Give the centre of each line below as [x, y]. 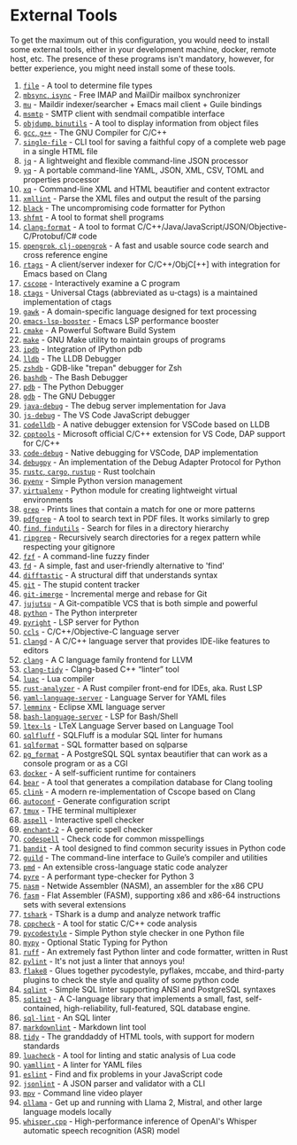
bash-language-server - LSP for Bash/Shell [100, 716]
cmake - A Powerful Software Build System [99, 330]
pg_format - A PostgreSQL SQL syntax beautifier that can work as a [145, 753]
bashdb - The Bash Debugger [75, 377]
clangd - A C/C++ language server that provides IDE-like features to [146, 641]
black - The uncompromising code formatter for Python [124, 207]
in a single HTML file [60, 151]
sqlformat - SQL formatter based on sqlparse [105, 744]
